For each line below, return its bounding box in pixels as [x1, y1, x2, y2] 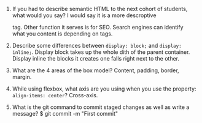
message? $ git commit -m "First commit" [12, 110, 118, 117]
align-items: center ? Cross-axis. [12, 92, 98, 99]
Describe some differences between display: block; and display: [12, 42, 182, 49]
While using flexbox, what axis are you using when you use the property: [12, 85, 196, 92]
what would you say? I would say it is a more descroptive [12, 12, 157, 19]
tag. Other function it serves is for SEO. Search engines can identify [12, 24, 184, 31]
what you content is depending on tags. [12, 30, 113, 37]
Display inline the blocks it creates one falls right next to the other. [12, 55, 180, 62]
